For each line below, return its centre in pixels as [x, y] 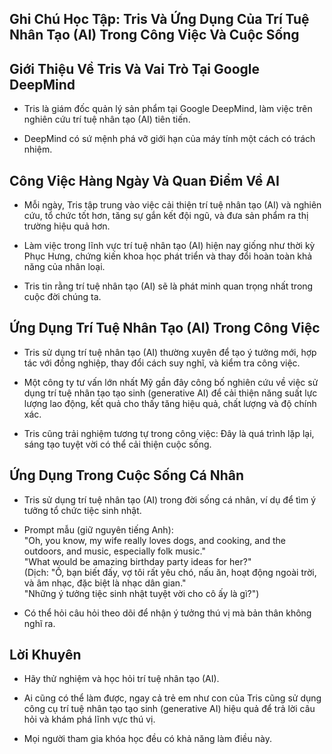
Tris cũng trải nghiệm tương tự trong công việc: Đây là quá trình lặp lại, [169, 433]
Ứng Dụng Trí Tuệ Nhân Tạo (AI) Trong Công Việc [165, 328]
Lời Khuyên [45, 655]
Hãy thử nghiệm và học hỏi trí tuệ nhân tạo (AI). [121, 679]
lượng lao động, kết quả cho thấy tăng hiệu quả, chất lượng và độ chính [170, 403]
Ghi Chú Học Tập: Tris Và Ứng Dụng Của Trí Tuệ [159, 19]
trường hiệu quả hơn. [67, 226]
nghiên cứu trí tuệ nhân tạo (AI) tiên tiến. [107, 119]
